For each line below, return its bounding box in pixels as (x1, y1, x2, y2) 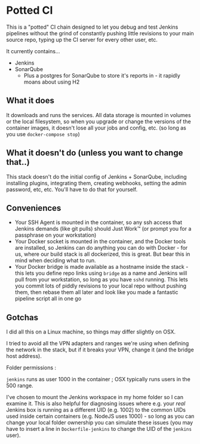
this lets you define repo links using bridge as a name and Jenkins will (14, 270, 187, 277)
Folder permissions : (6, 364, 57, 371)
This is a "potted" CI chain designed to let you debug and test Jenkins (6, 23, 179, 30)
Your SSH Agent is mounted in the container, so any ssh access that (14, 219, 183, 226)
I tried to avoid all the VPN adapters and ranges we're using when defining (6, 340, 189, 347)
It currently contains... (6, 47, 60, 54)
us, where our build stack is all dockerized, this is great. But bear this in (14, 250, 190, 258)
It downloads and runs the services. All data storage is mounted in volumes (6, 111, 191, 118)
